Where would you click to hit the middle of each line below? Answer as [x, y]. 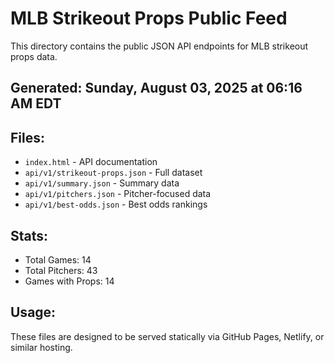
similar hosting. [41, 347]
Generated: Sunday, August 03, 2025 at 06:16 [156, 88]
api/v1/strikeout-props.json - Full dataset [113, 173]
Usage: [33, 312]
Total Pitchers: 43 [61, 270]
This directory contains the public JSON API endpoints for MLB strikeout [159, 46]
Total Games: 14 [58, 259]
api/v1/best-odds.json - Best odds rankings [116, 204]
